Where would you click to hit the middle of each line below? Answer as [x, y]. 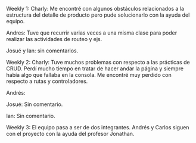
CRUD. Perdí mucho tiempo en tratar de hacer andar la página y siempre [95, 69]
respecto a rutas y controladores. [47, 81]
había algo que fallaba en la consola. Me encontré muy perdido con [89, 75]
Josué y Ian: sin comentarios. [42, 51]
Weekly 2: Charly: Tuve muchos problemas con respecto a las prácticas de [98, 62]
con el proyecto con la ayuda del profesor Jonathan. [70, 134]
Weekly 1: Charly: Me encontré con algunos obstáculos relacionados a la [95, 9]
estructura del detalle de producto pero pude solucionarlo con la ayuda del [98, 15]
